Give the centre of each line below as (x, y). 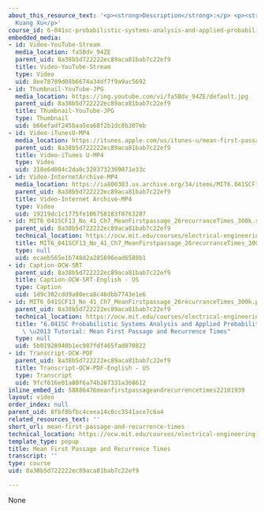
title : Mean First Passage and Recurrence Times (90, 449)
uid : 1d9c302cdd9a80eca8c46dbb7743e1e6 (81, 295)
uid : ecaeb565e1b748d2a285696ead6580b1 (81, 257)
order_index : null (38, 405)
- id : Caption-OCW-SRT (45, 265)
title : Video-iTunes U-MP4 (60, 155)
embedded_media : (35, 38)
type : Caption (38, 287)
